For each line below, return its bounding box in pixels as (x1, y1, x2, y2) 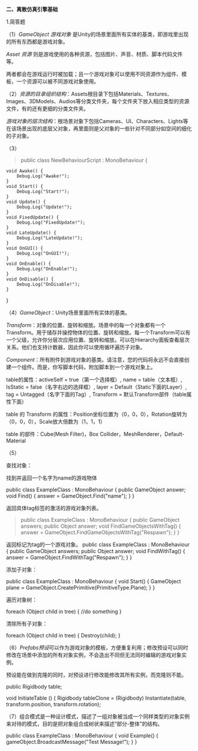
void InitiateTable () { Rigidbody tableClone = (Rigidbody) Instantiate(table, (6, 694, 187, 702)
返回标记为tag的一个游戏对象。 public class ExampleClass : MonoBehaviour (6, 541, 190, 548)
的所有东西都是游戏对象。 (6, 38, 68, 45)
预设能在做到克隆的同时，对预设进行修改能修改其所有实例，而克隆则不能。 (6, 671, 187, 678)
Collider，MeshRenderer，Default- (100, 431, 184, 438)
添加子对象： (6, 566, 37, 573)
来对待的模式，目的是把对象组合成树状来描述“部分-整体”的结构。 (6, 720, 163, 727)
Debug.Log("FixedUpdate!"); (16, 220, 85, 226)
